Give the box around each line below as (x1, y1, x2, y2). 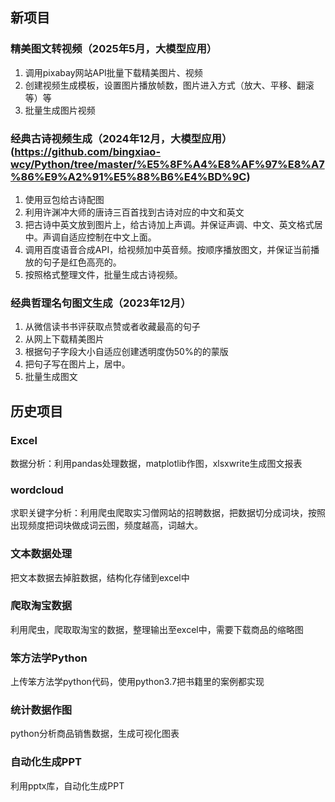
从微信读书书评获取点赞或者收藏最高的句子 (24, 321, 201, 333)
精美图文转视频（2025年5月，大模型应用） (10, 42, 218, 56)
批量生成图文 (24, 371, 78, 383)
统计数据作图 (10, 703, 73, 717)
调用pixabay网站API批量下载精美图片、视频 (24, 66, 203, 78)
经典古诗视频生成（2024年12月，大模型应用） (10, 131, 233, 145)
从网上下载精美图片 (24, 333, 105, 345)
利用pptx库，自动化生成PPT (10, 779, 125, 792)
